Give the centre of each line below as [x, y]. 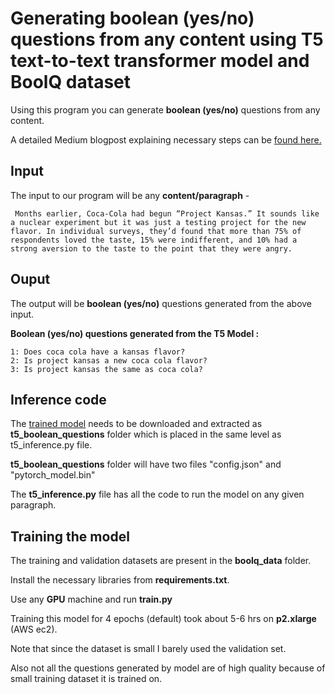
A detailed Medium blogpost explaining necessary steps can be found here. [166, 139]
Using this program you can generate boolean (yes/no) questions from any [165, 109]
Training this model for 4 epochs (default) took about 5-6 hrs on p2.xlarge [163, 619]
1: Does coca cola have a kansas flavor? [98, 352]
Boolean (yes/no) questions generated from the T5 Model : [135, 333]
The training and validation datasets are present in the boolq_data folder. [161, 561]
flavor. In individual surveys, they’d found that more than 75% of [156, 231]
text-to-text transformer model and [160, 61]
